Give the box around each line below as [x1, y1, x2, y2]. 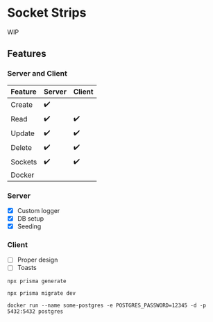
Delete [10, 143, 33, 153]
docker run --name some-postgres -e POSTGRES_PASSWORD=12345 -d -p [7, 302, 207, 309]
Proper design [17, 255, 58, 264]
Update [10, 128, 35, 138]
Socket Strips [7, 5, 87, 21]
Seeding [17, 222, 42, 230]
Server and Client [7, 69, 67, 78]
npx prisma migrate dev [7, 289, 76, 296]
